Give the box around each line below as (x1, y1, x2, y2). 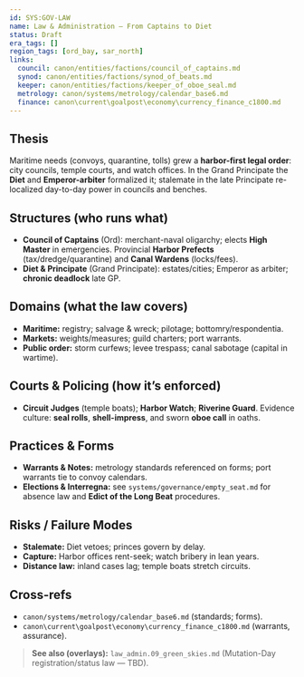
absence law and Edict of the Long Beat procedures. (22, 491, 221, 502)
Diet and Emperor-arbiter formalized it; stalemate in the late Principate (9, 174, 274, 186)
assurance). (22, 631, 68, 642)
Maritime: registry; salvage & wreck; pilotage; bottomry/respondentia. (22, 323, 284, 334)
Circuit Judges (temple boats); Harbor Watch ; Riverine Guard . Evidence (22, 402, 295, 413)
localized (9, 184, 43, 195)
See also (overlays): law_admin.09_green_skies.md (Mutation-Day (31, 648, 276, 659)
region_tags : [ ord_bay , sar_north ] (9, 47, 144, 56)
